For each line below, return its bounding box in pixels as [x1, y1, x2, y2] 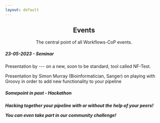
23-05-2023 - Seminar [5, 51, 54, 57]
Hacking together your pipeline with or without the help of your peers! [5, 102, 154, 108]
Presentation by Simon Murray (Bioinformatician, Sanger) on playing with [5, 73, 155, 79]
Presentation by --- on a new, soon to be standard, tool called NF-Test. [5, 63, 151, 69]
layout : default [5, 7, 39, 13]
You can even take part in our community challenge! [5, 112, 116, 118]
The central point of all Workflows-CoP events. [35, 39, 132, 45]
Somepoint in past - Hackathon [5, 90, 72, 96]
